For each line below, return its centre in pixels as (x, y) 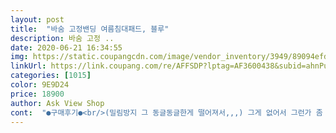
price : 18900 (37, 94)
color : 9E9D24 (40, 85)
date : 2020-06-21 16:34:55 (66, 47)
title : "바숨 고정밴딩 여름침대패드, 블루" (90, 29)
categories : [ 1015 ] (51, 76)
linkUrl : (28, 66)
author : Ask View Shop (57, 103)
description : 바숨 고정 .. (62, 38)
